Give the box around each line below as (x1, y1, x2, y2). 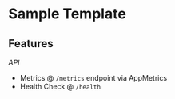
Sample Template (8, 5, 126, 23)
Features (8, 37, 54, 50)
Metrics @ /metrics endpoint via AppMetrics (19, 73, 168, 82)
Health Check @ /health (19, 81, 101, 91)
